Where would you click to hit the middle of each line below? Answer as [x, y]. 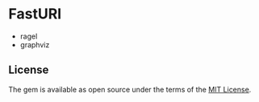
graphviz [35, 44]
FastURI [35, 14]
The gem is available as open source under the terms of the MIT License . [130, 89]
